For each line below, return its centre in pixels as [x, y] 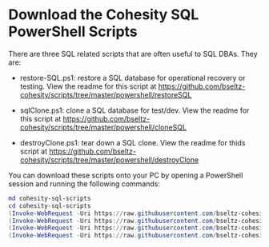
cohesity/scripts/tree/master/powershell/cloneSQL [103, 127]
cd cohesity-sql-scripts [50, 205]
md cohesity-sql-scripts [50, 198]
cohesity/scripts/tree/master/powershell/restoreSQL [106, 94]
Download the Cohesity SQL [104, 15]
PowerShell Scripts [73, 32]
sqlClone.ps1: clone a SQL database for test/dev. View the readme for [134, 110]
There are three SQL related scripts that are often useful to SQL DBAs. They [133, 54]
